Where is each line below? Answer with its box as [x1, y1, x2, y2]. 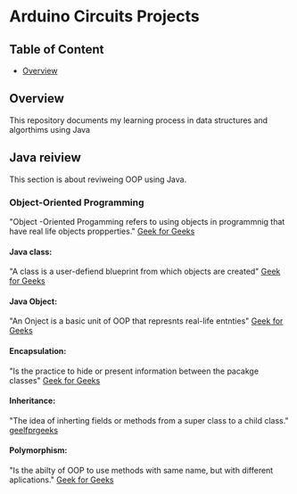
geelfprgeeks [9, 424, 59, 435]
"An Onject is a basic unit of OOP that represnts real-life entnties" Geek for [9, 316, 284, 326]
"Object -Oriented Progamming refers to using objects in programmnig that [9, 216, 285, 226]
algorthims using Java [9, 124, 91, 135]
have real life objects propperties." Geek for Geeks [9, 226, 195, 236]
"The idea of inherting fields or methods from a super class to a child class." [9, 415, 289, 425]
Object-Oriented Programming [9, 196, 144, 209]
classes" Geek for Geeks [9, 375, 101, 385]
